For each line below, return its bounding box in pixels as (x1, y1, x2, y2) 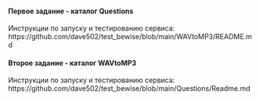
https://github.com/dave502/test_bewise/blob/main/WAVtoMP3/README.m (8, 32, 252, 41)
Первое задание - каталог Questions (8, 6, 134, 16)
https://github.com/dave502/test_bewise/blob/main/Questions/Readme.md (8, 84, 251, 93)
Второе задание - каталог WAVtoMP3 (8, 58, 137, 67)
